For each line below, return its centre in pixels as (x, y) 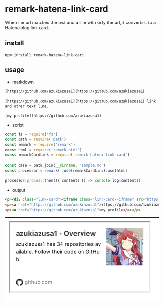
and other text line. (27, 106)
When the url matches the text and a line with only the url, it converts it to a (81, 22)
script (18, 125)
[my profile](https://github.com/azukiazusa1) (53, 116)
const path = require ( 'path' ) (36, 140)
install (15, 43)
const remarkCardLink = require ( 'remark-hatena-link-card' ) (68, 155)
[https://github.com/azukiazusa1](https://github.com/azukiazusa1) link (81, 101)
